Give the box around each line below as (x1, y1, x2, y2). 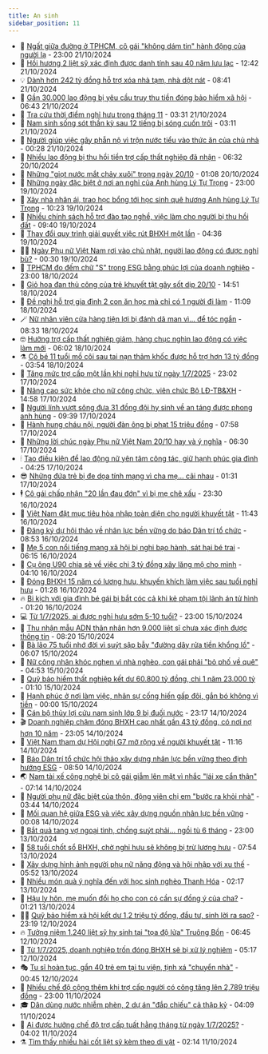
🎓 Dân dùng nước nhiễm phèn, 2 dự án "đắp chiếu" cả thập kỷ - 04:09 (19, 1000, 254, 1009)
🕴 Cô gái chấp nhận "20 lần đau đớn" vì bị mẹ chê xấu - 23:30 (19, 489, 223, 498)
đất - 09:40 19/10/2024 (19, 220, 97, 230)
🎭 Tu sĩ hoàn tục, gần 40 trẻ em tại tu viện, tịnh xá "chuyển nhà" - (19, 962, 239, 972)
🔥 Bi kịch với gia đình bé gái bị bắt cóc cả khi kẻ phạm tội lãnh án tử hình (19, 593, 258, 603)
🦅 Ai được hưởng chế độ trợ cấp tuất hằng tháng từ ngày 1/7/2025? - (19, 1020, 245, 1029)
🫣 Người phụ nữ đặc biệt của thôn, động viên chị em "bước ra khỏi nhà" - (19, 791, 260, 800)
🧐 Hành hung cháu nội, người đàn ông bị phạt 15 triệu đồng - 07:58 (19, 419, 239, 429)
